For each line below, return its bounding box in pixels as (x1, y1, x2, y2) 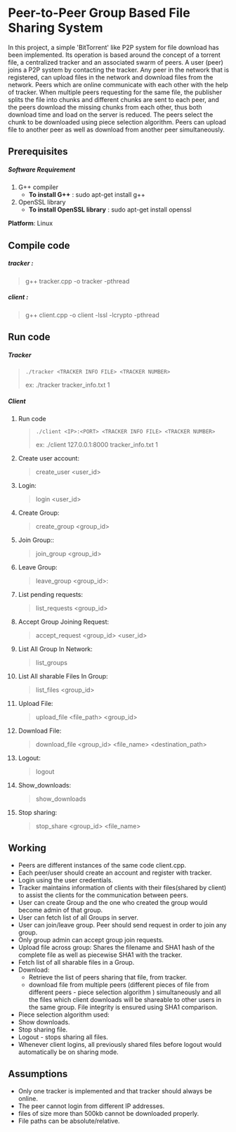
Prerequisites (8, 146, 68, 157)
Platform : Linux (8, 219, 53, 228)
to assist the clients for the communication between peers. (18, 891, 189, 899)
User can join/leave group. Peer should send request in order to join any (18, 920, 227, 929)
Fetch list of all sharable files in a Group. (18, 958, 135, 966)
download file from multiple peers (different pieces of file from (28, 980, 209, 989)
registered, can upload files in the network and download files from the (8, 72, 214, 82)
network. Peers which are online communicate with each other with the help (8, 80, 228, 89)
